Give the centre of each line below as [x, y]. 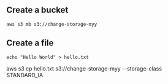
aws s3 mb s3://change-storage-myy [52, 24]
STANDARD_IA [25, 75]
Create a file [30, 43]
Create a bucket [37, 10]
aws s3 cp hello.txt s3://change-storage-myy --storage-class [84, 68]
